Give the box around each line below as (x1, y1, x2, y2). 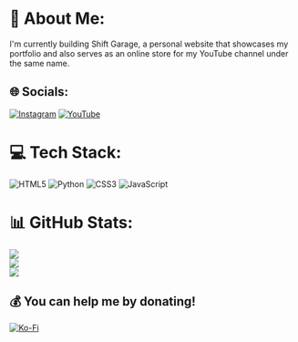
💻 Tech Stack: (9, 141, 122, 162)
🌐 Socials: (9, 84, 69, 99)
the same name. (9, 57, 70, 68)
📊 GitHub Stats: (9, 212, 134, 233)
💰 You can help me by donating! (9, 294, 196, 309)
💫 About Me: (9, 8, 106, 29)
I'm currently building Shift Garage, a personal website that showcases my (9, 38, 289, 49)
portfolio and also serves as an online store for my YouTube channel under (9, 47, 289, 58)
